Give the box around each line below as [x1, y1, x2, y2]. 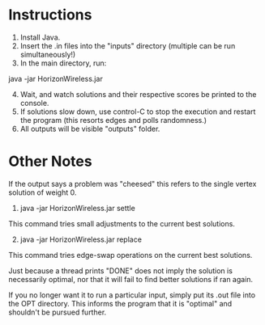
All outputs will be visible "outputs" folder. [19, 124, 160, 133]
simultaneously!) [19, 49, 76, 59]
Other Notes [8, 152, 92, 171]
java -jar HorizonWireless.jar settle [19, 203, 135, 213]
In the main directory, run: [19, 58, 107, 68]
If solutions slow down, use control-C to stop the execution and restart [19, 107, 256, 116]
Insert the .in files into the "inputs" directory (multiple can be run [19, 40, 236, 50]
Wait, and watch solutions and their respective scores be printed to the [19, 89, 257, 99]
